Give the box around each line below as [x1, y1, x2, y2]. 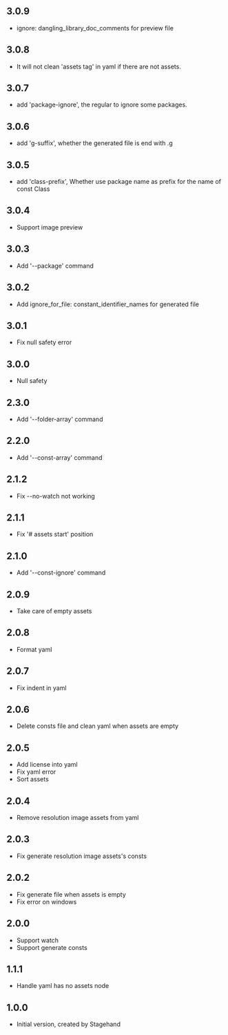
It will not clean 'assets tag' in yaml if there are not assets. [16, 62, 182, 71]
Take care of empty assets [16, 607, 92, 615]
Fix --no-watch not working [16, 492, 96, 500]
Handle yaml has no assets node [16, 982, 110, 990]
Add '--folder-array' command [16, 415, 103, 423]
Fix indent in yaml [16, 684, 67, 692]
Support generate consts [16, 943, 87, 951]
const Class [16, 185, 50, 193]
